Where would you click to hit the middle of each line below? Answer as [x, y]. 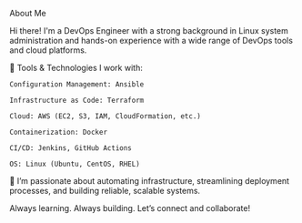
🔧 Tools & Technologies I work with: [76, 68]
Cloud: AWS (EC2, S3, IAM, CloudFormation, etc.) [106, 117]
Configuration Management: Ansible [77, 85]
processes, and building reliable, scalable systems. [105, 191]
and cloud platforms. [48, 50]
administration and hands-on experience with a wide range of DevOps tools [151, 41]
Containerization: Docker [58, 132]
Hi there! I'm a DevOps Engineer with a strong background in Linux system [149, 30]
